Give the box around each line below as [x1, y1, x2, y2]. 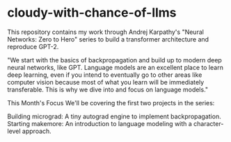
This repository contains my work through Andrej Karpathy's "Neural [7, 28, 204, 36]
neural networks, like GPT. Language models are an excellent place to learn [7, 63, 224, 71]
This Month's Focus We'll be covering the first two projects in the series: [7, 98, 215, 107]
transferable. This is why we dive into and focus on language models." [7, 85, 209, 94]
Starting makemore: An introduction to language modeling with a [7, 119, 193, 127]
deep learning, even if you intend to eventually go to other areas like [7, 71, 202, 79]
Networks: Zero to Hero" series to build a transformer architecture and [7, 35, 209, 43]
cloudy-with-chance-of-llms [7, 5, 177, 21]
